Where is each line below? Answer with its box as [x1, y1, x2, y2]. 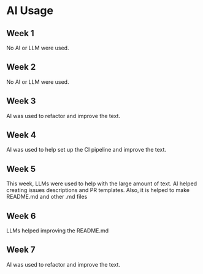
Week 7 [6, 245, 36, 255]
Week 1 [6, 28, 34, 39]
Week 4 [6, 130, 37, 141]
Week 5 [6, 163, 36, 174]
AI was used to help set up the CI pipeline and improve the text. [6, 146, 167, 154]
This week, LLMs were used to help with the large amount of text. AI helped [6, 180, 197, 187]
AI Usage [6, 4, 54, 18]
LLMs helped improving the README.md [6, 227, 109, 234]
